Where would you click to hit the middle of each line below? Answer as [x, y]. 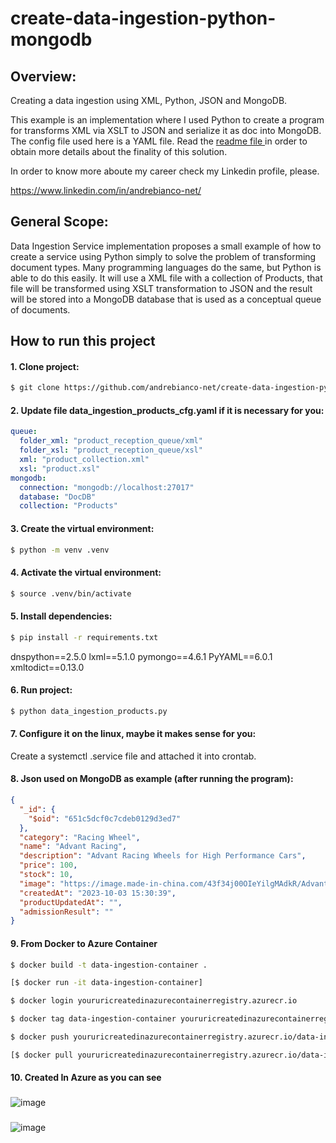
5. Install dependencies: [61, 616]
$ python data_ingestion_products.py [89, 711]
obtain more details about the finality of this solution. [119, 151]
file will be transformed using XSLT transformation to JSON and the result [161, 288]
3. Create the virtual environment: [82, 528]
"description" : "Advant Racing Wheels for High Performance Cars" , [163, 856]
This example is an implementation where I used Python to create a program [167, 120]
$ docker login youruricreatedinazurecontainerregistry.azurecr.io [154, 1001]
